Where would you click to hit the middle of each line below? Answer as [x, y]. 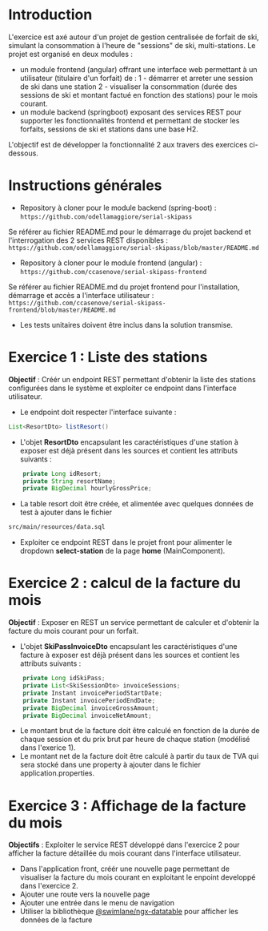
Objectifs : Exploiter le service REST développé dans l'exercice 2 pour [124, 845]
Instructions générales [85, 185]
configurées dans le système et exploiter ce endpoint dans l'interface [123, 388]
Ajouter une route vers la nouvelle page [85, 894]
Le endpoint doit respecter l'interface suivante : [98, 412]
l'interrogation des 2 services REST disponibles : [88, 240]
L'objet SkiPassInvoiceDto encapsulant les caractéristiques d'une [128, 647]
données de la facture [56, 920]
